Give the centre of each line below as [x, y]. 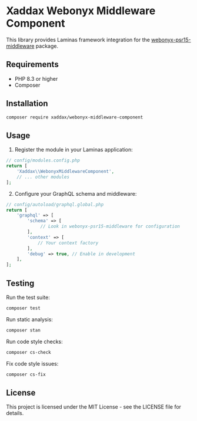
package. [47, 46]
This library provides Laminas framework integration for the [78, 40]
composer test [24, 308]
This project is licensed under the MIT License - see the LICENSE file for [94, 407]
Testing [20, 283]
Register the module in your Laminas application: [74, 150]
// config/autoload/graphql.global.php [55, 205]
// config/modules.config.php [43, 160]
